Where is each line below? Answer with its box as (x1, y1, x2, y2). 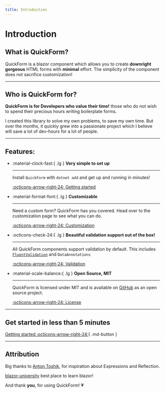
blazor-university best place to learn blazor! (5, 372, 93, 379)
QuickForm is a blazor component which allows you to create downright (5, 61, 151, 67)
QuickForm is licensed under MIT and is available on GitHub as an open (12, 285, 157, 291)
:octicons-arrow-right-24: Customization (12, 222, 95, 229)
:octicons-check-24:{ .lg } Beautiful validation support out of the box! (12, 232, 156, 238)
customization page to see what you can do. (12, 213, 102, 219)
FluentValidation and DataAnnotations (12, 251, 91, 257)
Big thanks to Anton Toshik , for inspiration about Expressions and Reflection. (5, 363, 160, 369)
